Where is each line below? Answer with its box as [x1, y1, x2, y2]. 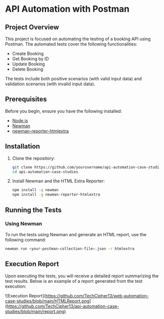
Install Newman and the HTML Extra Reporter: [12, 178, 105, 184]
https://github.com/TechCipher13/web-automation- [46, 293, 149, 298]
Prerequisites [5, 95, 47, 103]
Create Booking [12, 50, 44, 56]
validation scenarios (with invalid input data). [5, 81, 95, 87]
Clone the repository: [12, 155, 55, 161]
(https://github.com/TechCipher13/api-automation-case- [5, 303, 119, 309]
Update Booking [12, 61, 45, 67]
